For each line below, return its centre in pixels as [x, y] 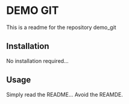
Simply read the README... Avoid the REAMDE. [65, 94]
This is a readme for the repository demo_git [61, 27]
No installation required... [37, 60]
